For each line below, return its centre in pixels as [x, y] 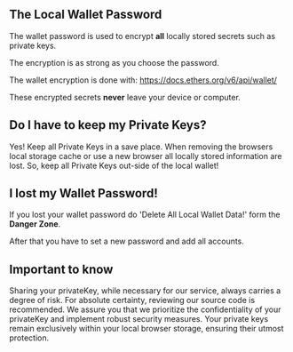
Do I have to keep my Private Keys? [108, 125]
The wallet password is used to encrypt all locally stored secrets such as [143, 36]
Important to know [61, 269]
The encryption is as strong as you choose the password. [114, 62]
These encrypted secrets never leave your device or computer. [125, 97]
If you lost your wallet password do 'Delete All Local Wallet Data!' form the [145, 215]
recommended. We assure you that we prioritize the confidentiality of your [145, 309]
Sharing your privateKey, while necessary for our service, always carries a [145, 291]
